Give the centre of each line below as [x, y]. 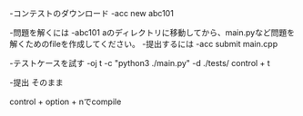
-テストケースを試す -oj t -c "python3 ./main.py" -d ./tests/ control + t [140, 63]
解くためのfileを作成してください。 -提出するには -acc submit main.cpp [144, 44]
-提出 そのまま [36, 82]
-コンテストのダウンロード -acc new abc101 [92, 13]
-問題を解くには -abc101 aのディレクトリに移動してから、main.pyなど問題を [152, 33]
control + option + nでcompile [66, 101]
